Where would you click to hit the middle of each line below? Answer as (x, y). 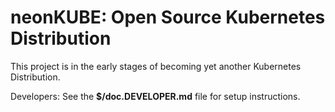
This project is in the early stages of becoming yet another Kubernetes (156, 66)
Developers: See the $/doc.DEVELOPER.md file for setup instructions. (155, 96)
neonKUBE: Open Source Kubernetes (168, 17)
